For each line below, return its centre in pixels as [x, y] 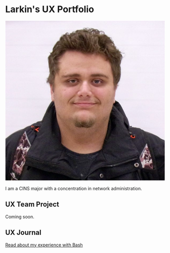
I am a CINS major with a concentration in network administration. [74, 188]
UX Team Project [32, 205]
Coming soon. [20, 216]
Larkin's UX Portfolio [50, 9]
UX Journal [23, 232]
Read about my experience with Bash [44, 245]
